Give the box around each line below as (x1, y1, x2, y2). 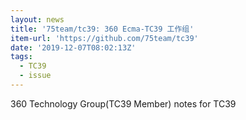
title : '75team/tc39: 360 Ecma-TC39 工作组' (10, 24, 195, 34)
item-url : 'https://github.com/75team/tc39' (10, 33, 199, 43)
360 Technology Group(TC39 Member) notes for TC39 (10, 97, 237, 110)
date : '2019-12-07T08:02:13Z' (10, 42, 137, 53)
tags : (10, 52, 33, 62)
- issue (19, 71, 52, 81)
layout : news (10, 14, 65, 25)
